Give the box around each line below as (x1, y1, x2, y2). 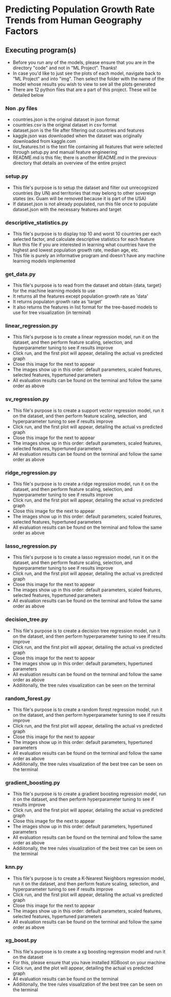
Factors (5, 26, 38, 37)
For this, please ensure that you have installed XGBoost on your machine (12, 959, 166, 965)
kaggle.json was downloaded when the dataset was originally (12, 133, 142, 139)
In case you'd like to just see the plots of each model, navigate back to (12, 70, 161, 76)
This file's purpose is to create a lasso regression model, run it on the (12, 554, 159, 560)
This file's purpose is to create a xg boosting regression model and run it (12, 948, 166, 954)
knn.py (5, 863, 23, 870)
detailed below (12, 92, 44, 98)
